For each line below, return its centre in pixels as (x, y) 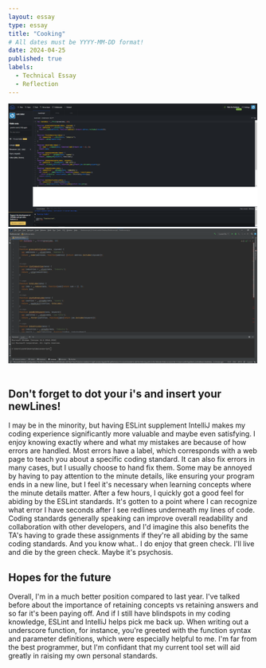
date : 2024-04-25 (37, 51)
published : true (35, 59)
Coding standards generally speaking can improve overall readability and (128, 518)
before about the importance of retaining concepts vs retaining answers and (133, 605)
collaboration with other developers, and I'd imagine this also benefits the (129, 527)
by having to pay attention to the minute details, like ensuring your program (131, 476)
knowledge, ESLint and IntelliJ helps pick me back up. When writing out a (129, 622)
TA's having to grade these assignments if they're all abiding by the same (128, 535)
